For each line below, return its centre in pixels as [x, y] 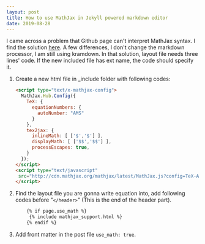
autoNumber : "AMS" [61, 113]
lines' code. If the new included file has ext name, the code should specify [100, 61]
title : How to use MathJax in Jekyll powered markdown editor [87, 18]
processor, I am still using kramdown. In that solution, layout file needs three [102, 54]
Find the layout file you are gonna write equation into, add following [100, 194]
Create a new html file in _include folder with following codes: [93, 79]
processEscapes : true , [61, 148]
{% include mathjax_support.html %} [76, 217]
